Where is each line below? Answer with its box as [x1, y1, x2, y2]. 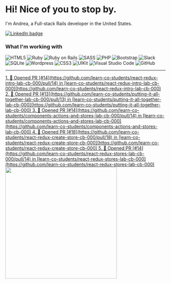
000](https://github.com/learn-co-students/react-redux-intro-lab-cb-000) [5, 86, 161, 92]
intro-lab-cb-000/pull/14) [5, 80, 59, 86]
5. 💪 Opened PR [98, 145, 131, 151]
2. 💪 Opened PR [5, 91, 39, 97]
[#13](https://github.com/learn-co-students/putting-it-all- [39, 91, 160, 97]
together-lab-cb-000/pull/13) [5, 96, 66, 102]
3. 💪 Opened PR [32, 107, 66, 113]
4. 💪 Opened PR [32, 129, 66, 135]
